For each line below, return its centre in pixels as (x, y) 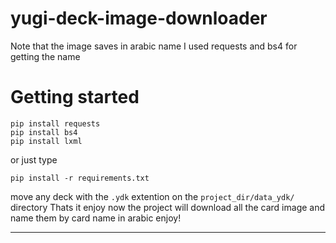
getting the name (45, 56)
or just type (34, 159)
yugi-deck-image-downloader (139, 18)
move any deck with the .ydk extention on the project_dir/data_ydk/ (152, 196)
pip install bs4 (44, 132)
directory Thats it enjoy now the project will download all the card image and (168, 207)
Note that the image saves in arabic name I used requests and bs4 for (154, 46)
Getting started (75, 97)
